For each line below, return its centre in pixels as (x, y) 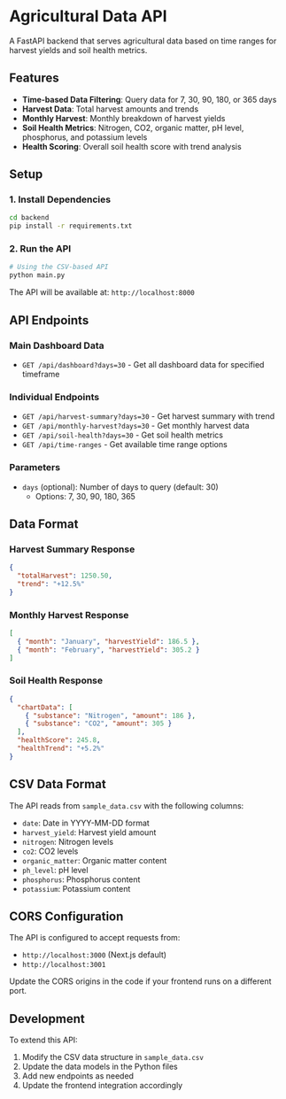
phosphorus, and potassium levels (85, 137)
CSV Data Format (58, 784)
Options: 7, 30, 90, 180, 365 (85, 496)
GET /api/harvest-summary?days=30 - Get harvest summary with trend (148, 416)
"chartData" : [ (45, 707)
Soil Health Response (56, 681)
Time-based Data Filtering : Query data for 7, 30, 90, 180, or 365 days (149, 99)
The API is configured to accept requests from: (95, 938)
